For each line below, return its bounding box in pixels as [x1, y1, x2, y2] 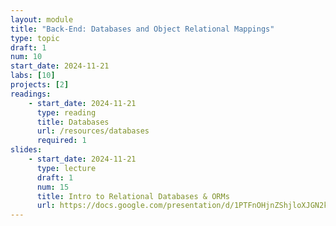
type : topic [10, 33, 60, 43]
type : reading [36, 107, 97, 118]
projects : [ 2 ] [10, 80, 70, 90]
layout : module [10, 14, 74, 25]
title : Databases [36, 117, 110, 127]
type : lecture [36, 163, 97, 173]
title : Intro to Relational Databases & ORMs [36, 191, 230, 201]
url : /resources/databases [36, 126, 150, 136]
